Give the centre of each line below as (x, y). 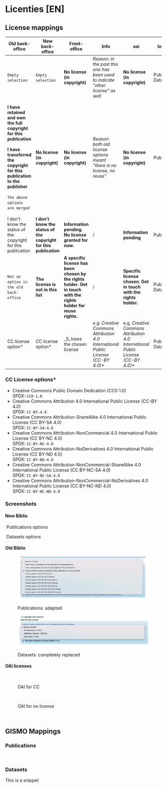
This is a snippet (22, 780)
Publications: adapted (40, 608)
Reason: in (104, 59)
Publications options (27, 527)
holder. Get (76, 284)
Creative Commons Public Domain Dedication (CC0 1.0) (69, 390)
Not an (14, 277)
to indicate (104, 80)
